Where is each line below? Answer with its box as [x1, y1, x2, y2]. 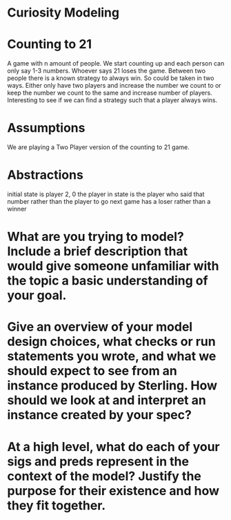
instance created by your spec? [7, 407, 192, 423]
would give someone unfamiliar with [7, 258, 219, 274]
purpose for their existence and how [7, 483, 219, 499]
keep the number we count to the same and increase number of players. [7, 88, 212, 97]
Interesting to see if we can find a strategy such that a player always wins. [7, 96, 218, 104]
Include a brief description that [7, 244, 188, 260]
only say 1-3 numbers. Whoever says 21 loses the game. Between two [7, 67, 205, 75]
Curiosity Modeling [7, 5, 119, 21]
